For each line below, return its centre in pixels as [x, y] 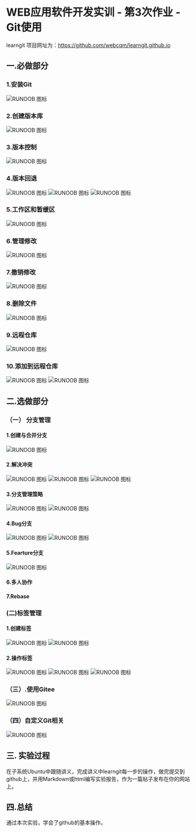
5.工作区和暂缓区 [31, 210]
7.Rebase [18, 596]
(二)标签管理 [24, 613]
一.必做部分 [28, 66]
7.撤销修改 [21, 272]
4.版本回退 [22, 179]
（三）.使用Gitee [31, 690]
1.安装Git [19, 85]
